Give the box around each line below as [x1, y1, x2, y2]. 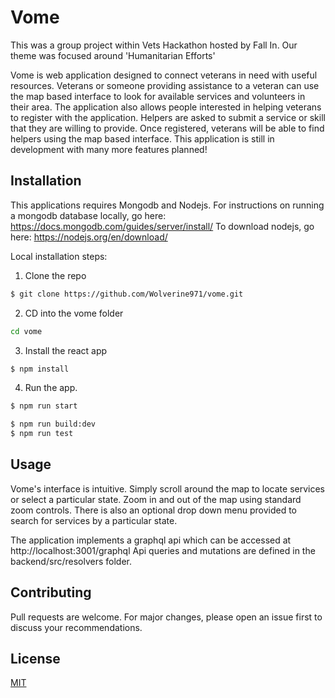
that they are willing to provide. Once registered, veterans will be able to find [10, 122, 325, 134]
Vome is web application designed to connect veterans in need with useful [10, 69, 318, 81]
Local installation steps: [10, 250, 108, 262]
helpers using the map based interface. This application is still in [10, 132, 275, 145]
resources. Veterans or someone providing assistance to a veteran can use [10, 79, 320, 91]
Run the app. [24, 382, 78, 394]
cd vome [10, 326, 43, 336]
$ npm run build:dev [10, 419, 97, 430]
